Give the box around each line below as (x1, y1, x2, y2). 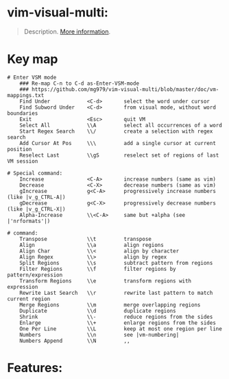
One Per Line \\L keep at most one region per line (19, 325, 223, 332)
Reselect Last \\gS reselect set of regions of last (19, 152, 219, 159)
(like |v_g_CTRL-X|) (7, 205, 67, 213)
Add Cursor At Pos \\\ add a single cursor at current (19, 140, 216, 146)
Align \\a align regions (19, 241, 165, 248)
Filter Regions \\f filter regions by (19, 265, 176, 272)
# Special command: (7, 170, 63, 177)
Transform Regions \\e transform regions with (19, 277, 192, 285)
